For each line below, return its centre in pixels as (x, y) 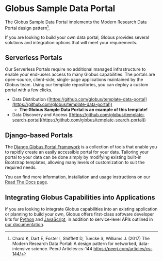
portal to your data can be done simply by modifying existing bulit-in (73, 157)
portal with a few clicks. (29, 90)
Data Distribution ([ (31, 99)
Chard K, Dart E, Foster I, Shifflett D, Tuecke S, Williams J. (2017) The (81, 239)
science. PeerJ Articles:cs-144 (62, 249)
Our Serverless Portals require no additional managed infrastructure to (75, 69)
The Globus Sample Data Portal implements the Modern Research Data (76, 22)
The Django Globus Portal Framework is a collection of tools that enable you (81, 147)
